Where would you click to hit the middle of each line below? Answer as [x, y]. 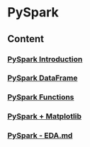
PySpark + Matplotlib [45, 116]
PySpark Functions [41, 97]
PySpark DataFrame [43, 78]
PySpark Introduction [45, 59]
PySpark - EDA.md [40, 136]
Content [26, 39]
